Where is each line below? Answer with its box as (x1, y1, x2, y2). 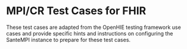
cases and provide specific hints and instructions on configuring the (6, 30, 174, 37)
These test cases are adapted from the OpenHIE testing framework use (6, 24, 182, 31)
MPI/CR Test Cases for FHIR (6, 4, 147, 18)
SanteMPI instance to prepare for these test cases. (6, 36, 131, 43)
